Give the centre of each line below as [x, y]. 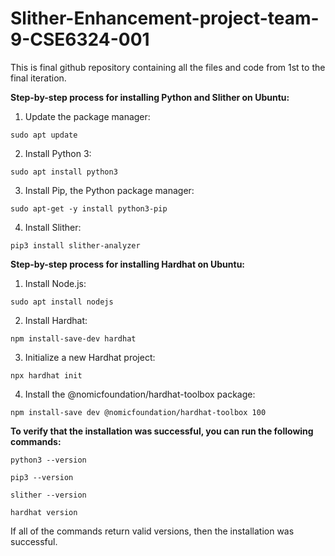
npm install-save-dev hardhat [73, 338]
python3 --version [48, 460]
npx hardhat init [46, 375]
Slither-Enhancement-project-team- [165, 18]
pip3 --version [42, 477]
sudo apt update [44, 135]
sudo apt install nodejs [62, 302]
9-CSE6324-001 [80, 39]
